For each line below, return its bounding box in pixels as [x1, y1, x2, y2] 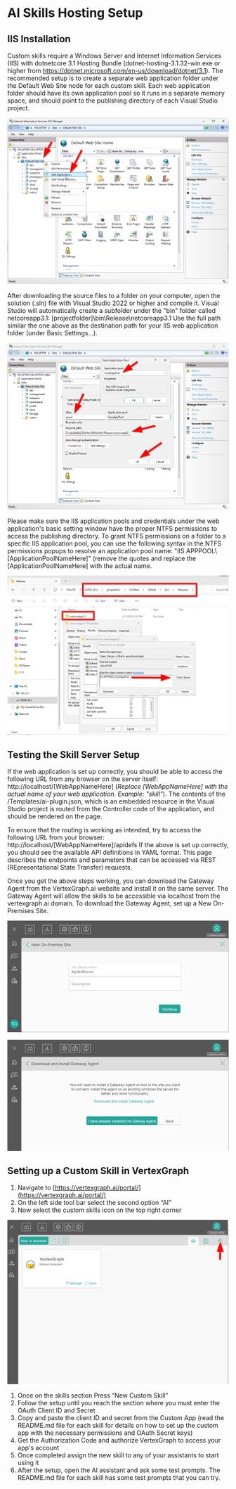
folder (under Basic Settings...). [7, 328, 98, 337]
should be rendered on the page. [7, 812, 103, 820]
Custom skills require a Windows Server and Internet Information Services [7, 51, 221, 60]
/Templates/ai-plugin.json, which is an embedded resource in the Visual [7, 797, 215, 806]
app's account [17, 1443, 60, 1452]
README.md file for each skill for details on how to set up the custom [17, 1422, 219, 1430]
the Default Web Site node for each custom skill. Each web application [7, 82, 211, 89]
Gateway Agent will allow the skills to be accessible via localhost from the [7, 891, 221, 901]
